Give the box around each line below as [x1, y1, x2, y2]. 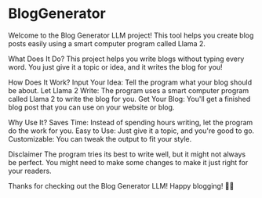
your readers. [8, 166, 53, 175]
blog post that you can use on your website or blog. [8, 103, 175, 112]
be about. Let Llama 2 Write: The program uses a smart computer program [8, 85, 249, 95]
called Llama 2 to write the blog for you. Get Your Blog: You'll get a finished [8, 94, 251, 103]
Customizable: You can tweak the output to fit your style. [8, 134, 192, 143]
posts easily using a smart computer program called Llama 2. [8, 38, 206, 48]
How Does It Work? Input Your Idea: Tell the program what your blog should [8, 77, 253, 87]
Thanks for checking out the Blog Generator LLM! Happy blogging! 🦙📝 [8, 181, 235, 190]
